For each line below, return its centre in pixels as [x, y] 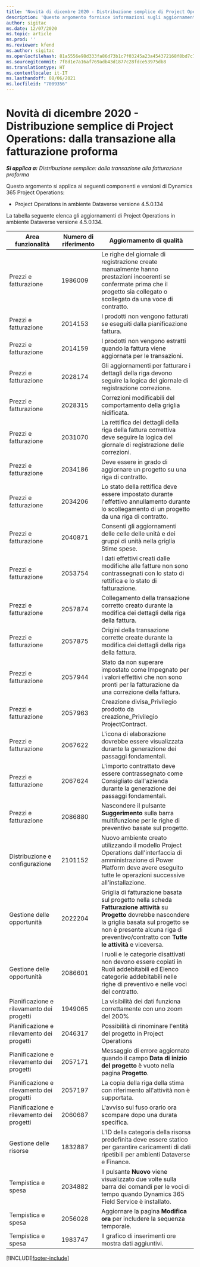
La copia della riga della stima [143, 1082]
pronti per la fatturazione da [140, 684]
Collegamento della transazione [145, 598]
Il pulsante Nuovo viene [134, 1171]
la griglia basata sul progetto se [145, 922]
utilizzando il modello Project [141, 845]
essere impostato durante [137, 494]
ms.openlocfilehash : [32, 56]
